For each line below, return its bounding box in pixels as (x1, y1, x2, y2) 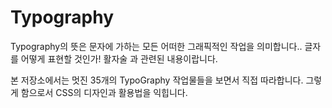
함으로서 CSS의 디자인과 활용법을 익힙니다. (20, 86, 188, 98)
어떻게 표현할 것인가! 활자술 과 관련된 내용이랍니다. (20, 52, 218, 65)
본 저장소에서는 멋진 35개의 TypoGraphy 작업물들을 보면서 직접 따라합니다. (10, 74, 304, 86)
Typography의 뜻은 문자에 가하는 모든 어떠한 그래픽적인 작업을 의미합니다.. (10, 40, 303, 52)
